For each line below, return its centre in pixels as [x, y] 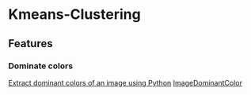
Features [30, 44]
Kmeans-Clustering [74, 15]
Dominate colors [41, 66]
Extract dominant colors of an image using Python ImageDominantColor [125, 82]
